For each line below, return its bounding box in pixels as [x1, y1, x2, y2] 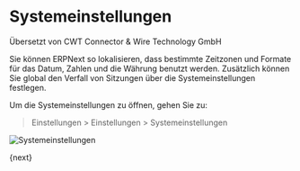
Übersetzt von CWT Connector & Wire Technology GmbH [9, 36, 222, 47]
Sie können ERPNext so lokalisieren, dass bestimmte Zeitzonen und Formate [9, 53, 292, 64]
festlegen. [9, 82, 47, 93]
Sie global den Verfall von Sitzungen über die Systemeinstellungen [9, 72, 256, 83]
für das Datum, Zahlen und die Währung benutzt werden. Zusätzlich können [9, 63, 290, 74]
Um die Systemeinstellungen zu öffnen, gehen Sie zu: [9, 99, 208, 110]
